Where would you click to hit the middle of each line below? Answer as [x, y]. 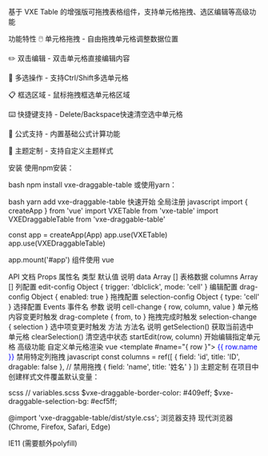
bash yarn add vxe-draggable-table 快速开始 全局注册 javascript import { [128, 202]
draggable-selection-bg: [49, 401]
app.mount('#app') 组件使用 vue [61, 260]
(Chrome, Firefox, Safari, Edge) [60, 427]
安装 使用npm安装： [41, 168]
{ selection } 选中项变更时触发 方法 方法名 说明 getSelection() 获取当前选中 [131, 327]
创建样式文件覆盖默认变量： [54, 377]
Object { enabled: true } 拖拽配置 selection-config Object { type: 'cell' [145, 297]
